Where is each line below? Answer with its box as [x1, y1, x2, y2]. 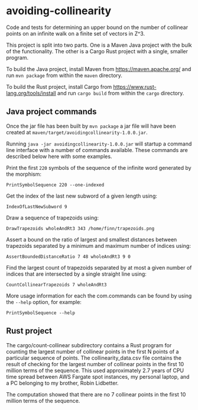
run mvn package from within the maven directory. [6, 72, 123, 79]
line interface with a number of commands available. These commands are [6, 146, 188, 153]
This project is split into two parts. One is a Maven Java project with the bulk [6, 41, 192, 49]
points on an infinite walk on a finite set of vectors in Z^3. [6, 30, 145, 37]
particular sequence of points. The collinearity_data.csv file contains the [6, 354, 182, 361]
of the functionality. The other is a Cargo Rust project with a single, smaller [6, 47, 188, 54]
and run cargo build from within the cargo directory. [57, 89, 184, 96]
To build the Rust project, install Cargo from [6, 83, 112, 90]
